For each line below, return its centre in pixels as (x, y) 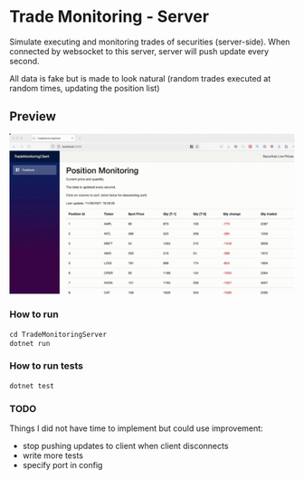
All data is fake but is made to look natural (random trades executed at (140, 78)
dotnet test (32, 386)
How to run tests (47, 366)
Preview (33, 116)
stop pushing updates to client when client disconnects (125, 446)
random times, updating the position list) (85, 88)
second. (24, 61)
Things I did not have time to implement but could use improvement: (137, 428)
